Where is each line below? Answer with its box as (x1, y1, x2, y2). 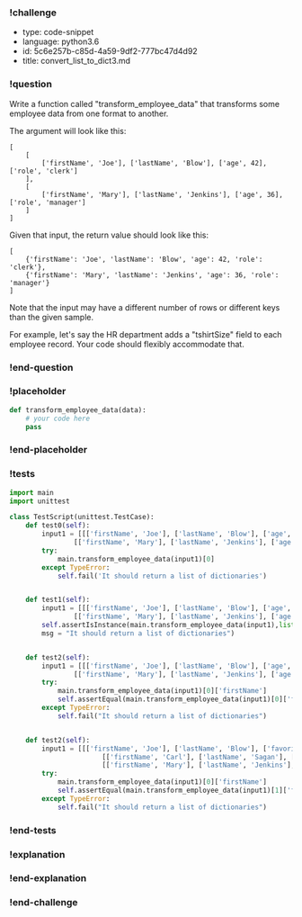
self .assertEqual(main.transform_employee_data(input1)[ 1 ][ (57, 786, 288, 796)
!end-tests (9, 823, 57, 836)
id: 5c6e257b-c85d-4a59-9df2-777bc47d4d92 (22, 46, 198, 57)
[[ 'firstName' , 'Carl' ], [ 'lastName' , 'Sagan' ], (102, 752, 288, 761)
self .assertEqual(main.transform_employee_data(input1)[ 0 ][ (57, 695, 288, 704)
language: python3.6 (22, 36, 100, 47)
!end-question (9, 361, 74, 373)
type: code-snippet (22, 27, 94, 38)
